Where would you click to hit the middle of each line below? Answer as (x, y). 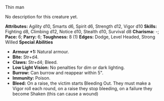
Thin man (15, 7)
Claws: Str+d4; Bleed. (35, 62)
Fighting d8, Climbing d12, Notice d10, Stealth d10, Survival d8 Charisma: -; (82, 31)
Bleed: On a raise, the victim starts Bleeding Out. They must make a (82, 83)
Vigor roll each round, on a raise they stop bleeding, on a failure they (82, 88)
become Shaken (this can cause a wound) (55, 94)
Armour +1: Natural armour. (41, 52)
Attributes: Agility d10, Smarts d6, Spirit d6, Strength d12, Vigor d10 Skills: (81, 26)
